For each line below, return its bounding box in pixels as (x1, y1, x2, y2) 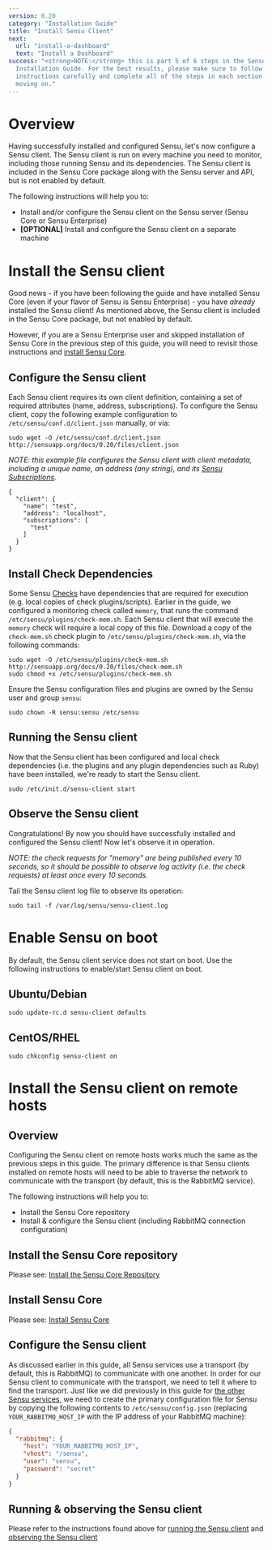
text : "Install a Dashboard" (15, 49, 114, 58)
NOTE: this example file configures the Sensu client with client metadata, (8, 455, 253, 465)
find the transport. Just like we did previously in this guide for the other (8, 1385, 245, 1395)
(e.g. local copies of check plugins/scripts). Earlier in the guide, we (8, 597, 232, 607)
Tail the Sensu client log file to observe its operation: (8, 886, 184, 895)
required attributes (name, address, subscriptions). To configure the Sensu (8, 401, 258, 410)
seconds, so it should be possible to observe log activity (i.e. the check (8, 861, 246, 871)
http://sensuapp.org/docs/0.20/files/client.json (8, 441, 180, 449)
